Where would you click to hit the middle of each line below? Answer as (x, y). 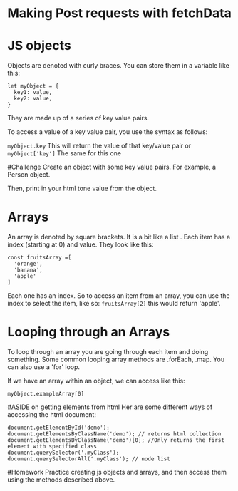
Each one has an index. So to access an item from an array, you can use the (119, 296)
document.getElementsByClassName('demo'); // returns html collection (114, 434)
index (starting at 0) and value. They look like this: (81, 244)
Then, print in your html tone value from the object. (82, 188)
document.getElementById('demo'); (59, 428)
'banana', (28, 270)
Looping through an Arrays (89, 332)
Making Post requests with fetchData (119, 13)
